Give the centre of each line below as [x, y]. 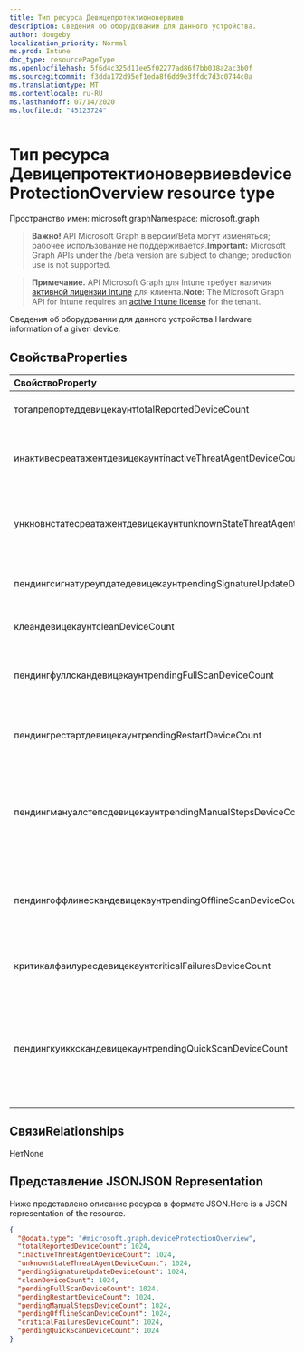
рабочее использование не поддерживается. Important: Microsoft [159, 246]
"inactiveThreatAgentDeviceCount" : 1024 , [97, 1255]
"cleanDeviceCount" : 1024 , [68, 1280]
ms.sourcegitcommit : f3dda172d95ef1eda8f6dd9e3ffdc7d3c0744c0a [131, 77]
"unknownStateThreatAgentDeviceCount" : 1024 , [105, 1263]
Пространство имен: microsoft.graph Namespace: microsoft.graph [134, 219]
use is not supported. [71, 265]
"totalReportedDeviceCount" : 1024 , [85, 1247]
